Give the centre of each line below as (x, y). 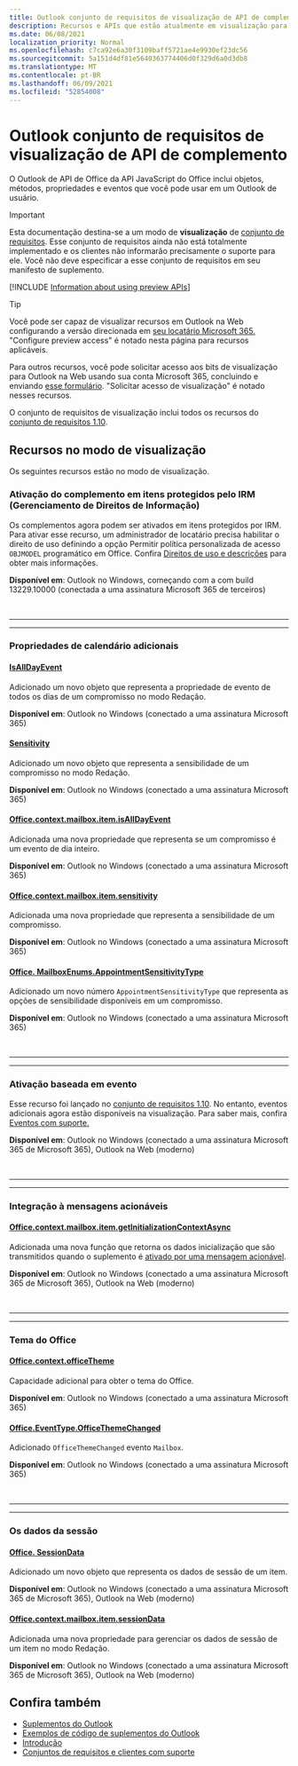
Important (27, 215)
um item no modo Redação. (59, 1648)
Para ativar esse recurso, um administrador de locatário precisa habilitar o (145, 535)
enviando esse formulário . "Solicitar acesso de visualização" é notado (137, 386)
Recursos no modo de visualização (108, 450)
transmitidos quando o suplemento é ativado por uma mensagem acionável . (148, 1256)
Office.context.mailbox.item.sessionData (87, 1619)
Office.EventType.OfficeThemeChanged (85, 1428)
